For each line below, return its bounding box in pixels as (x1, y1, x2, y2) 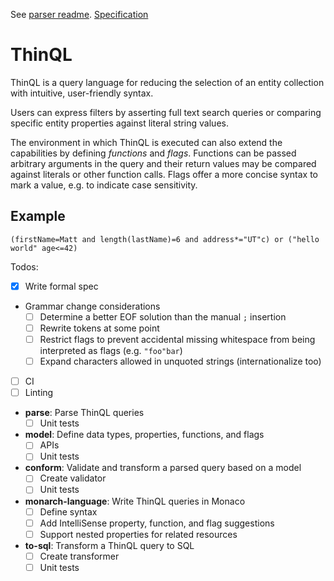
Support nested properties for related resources (39, 528, 238, 540)
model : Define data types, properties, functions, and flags (24, 429, 265, 441)
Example (10, 208, 66, 225)
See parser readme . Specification (10, 9, 149, 20)
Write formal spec (24, 280, 99, 292)
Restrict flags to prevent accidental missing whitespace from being (39, 333, 316, 345)
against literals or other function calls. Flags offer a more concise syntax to (10, 168, 318, 180)
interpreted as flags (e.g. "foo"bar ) (39, 345, 183, 356)
